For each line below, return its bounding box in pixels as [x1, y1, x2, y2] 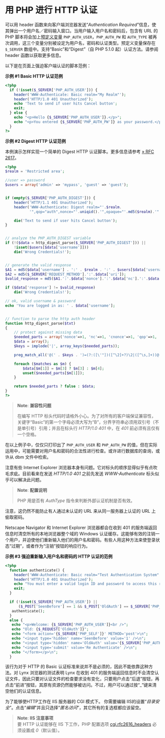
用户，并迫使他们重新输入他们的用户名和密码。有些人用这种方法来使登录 [9, 537, 156, 543]
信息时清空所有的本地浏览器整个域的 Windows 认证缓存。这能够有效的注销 [5, 530, 156, 536]
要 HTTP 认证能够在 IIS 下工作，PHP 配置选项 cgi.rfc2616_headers [17, 721, 151, 727]
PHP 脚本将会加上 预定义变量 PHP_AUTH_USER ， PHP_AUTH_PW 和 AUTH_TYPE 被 [5, 34, 153, 40]
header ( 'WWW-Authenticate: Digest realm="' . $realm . [14, 205, 122, 210]
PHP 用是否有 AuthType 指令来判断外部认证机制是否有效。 [17, 498, 135, 503]
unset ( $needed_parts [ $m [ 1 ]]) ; [23, 370, 84, 375]
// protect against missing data [14, 330, 82, 335]
